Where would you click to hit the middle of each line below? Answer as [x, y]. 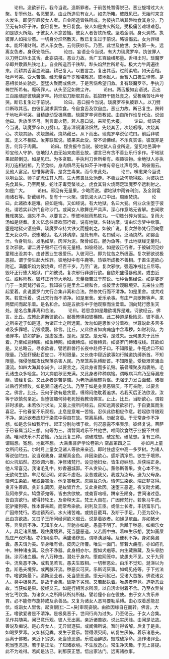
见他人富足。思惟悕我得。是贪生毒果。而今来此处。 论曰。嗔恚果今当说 [83, 171]
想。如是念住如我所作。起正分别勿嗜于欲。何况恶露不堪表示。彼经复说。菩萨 [84, 424]
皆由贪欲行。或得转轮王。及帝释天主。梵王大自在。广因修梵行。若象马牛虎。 [84, 500]
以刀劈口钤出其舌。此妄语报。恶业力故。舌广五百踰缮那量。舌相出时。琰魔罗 [84, 58]
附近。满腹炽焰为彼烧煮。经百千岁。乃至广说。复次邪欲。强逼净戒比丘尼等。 [84, 266]
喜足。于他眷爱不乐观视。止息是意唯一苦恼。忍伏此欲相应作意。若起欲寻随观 [84, 411]
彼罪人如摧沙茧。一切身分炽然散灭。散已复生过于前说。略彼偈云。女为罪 [80, 39]
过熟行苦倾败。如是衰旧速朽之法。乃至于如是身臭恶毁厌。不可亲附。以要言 [82, 386]
